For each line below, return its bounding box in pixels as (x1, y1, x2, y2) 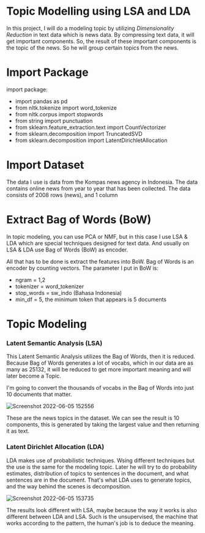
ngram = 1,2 (15, 276, 46, 283)
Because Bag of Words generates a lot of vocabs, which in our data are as (6, 359, 194, 367)
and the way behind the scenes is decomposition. (6, 482, 132, 490)
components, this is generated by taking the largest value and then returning (6, 421, 199, 428)
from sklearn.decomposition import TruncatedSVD (15, 130, 143, 137)
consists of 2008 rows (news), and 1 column (6, 191, 118, 198)
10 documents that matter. (6, 390, 72, 398)
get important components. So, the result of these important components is (6, 37, 197, 45)
